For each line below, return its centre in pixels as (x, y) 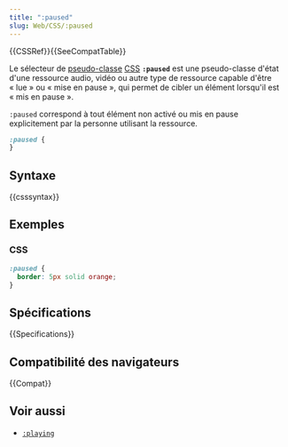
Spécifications (50, 312)
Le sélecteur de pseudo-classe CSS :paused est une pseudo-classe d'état (144, 68)
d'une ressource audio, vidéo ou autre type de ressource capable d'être (140, 77)
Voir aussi (37, 411)
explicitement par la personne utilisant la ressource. (103, 123)
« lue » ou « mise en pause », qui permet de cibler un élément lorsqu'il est (144, 87)
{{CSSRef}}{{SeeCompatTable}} (68, 51)
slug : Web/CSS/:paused (51, 26)
